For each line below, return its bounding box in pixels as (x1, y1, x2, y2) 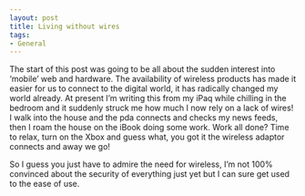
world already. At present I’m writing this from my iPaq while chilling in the (9, 93, 287, 104)
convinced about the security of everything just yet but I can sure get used (9, 169, 290, 180)
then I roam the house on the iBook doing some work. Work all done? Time (9, 122, 290, 133)
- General (9, 38, 47, 48)
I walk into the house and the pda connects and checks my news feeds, (9, 112, 279, 123)
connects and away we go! (9, 141, 111, 152)
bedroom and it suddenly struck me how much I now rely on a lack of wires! (9, 102, 294, 114)
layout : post (9, 13, 59, 23)
